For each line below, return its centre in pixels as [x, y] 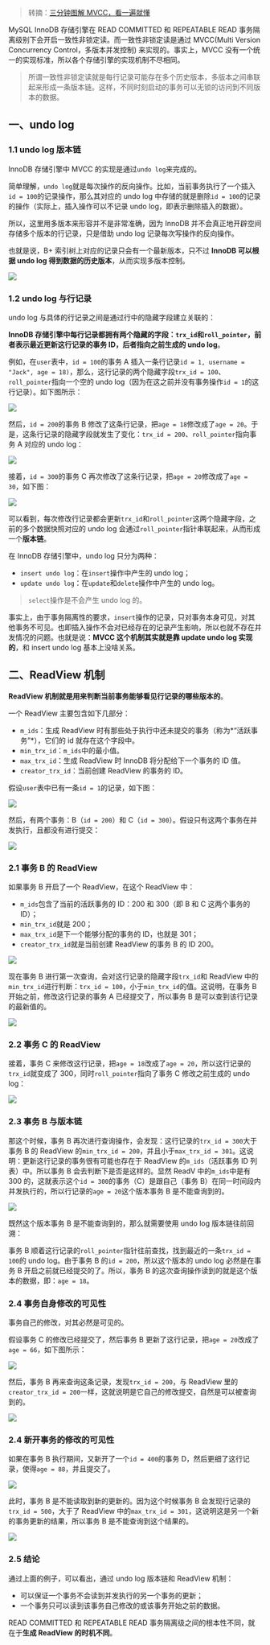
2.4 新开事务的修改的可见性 [61, 1440]
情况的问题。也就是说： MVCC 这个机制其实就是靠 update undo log [126, 637]
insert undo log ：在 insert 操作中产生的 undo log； [105, 573]
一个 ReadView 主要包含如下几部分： [69, 713]
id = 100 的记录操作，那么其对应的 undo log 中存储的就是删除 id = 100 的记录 [135, 196]
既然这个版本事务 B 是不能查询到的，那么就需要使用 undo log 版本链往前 [128, 1223]
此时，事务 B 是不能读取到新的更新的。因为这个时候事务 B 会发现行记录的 [130, 1501]
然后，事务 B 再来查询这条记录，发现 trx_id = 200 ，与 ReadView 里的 [123, 1381]
